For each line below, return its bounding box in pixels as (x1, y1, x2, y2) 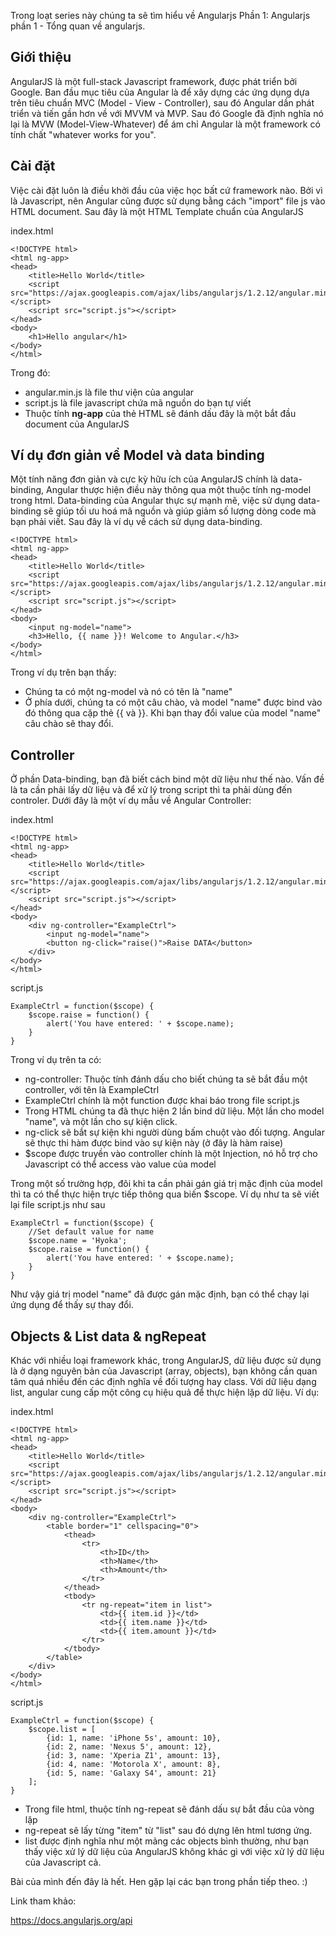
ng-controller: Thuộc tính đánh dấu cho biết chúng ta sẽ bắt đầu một (24, 1073, 308, 1085)
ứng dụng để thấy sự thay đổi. (10, 1299, 134, 1311)
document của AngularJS (24, 418, 130, 430)
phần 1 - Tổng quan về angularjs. (10, 20, 146, 32)
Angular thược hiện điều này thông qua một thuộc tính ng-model (46, 484, 312, 496)
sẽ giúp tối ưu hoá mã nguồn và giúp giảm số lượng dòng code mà (43, 505, 317, 517)
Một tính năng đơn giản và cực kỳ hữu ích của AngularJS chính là (10, 473, 278, 485)
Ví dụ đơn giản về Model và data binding (10, 447, 265, 464)
